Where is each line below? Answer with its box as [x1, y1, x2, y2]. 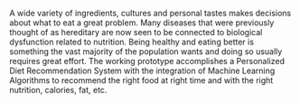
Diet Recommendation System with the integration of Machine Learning [9, 65, 276, 76]
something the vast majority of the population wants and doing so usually [9, 46, 283, 57]
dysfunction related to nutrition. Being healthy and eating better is [9, 36, 255, 47]
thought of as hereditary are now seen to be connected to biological [9, 27, 263, 37]
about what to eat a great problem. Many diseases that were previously [9, 17, 275, 28]
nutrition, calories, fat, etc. [9, 85, 108, 95]
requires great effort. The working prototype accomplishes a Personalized [9, 56, 285, 66]
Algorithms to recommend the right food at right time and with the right [9, 75, 274, 85]
